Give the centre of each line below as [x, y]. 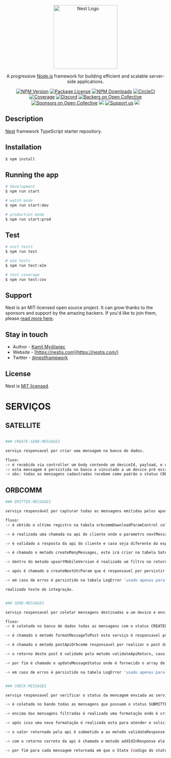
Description [24, 119]
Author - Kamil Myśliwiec [39, 347]
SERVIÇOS [28, 407]
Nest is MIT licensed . [27, 386]
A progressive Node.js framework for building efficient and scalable [77, 76]
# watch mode [19, 201]
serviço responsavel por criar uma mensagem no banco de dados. [75, 451]
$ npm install [20, 159]
